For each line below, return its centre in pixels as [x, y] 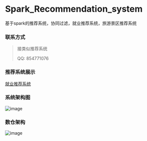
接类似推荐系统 [32, 49]
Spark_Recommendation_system [74, 9]
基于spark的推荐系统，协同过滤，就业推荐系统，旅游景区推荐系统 [71, 23]
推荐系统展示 [20, 72]
